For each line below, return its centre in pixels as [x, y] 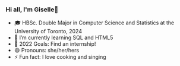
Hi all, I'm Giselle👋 [32, 10]
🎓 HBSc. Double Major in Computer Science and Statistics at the [94, 23]
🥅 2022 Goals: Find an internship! [55, 44]
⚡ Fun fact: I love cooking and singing [60, 57]
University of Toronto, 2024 [48, 32]
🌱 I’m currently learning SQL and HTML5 [64, 37]
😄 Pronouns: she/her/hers [47, 51]
